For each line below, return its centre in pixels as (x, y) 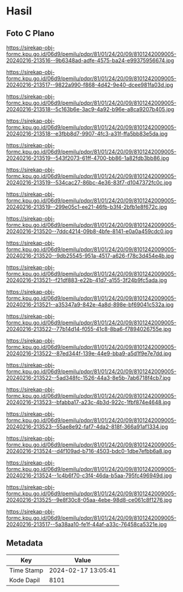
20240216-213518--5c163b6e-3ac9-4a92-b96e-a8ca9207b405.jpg (90, 109)
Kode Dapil (25, 580)
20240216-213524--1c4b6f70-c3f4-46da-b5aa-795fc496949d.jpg (89, 475)
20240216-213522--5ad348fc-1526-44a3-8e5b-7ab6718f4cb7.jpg (88, 378)
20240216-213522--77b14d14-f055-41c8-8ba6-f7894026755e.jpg (89, 329)
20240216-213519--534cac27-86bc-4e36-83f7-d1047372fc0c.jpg (89, 182)
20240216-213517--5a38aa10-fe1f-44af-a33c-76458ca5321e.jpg (86, 524)
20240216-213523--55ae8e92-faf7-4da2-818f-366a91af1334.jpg (87, 427)
